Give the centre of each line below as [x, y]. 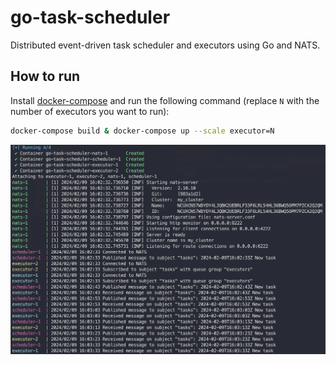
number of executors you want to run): [90, 111]
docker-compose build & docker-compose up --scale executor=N [142, 131]
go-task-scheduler [90, 17]
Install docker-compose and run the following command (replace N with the [165, 100]
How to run [45, 76]
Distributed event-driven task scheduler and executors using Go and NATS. [165, 45]
